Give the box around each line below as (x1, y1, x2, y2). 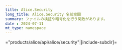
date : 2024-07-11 (5, 21, 44, 26)
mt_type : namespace (5, 26, 46, 31)
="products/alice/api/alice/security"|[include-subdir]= (5, 39, 117, 45)
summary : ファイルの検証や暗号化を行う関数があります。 (5, 16, 107, 21)
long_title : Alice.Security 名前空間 (5, 12, 81, 17)
